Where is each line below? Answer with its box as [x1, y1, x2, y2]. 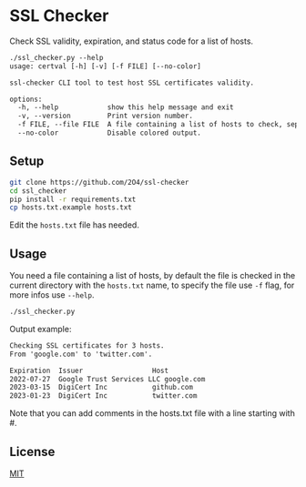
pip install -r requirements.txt [9, 195, 137, 204]
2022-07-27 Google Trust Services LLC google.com [9, 374, 206, 383]
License [9, 443, 56, 460]
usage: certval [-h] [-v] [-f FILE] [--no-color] [9, 61, 202, 71]
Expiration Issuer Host [9, 366, 169, 375]
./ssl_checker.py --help [9, 53, 104, 62]
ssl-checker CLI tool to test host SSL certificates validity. [9, 78, 255, 87]
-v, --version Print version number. [17, 111, 194, 121]
